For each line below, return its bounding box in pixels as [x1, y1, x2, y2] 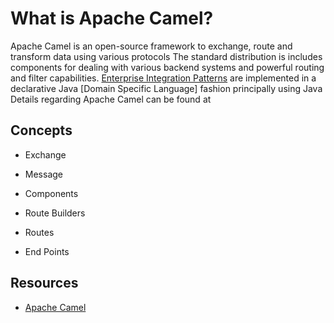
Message [24, 168, 63, 180]
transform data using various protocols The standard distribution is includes [10, 50, 323, 62]
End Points [24, 245, 70, 257]
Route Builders [24, 207, 86, 219]
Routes [24, 226, 55, 238]
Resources [10, 275, 79, 292]
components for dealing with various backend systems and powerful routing [10, 61, 325, 73]
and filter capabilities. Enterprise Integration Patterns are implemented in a [10, 72, 317, 84]
